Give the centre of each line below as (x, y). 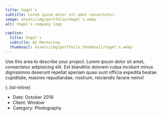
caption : (14, 33)
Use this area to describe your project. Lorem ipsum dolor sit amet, (75, 62)
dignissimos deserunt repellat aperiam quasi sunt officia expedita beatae (81, 72)
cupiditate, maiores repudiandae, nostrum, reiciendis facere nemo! (75, 77)
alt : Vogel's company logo (34, 24)
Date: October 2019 (33, 97)
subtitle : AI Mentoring (35, 43)
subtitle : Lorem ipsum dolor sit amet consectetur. (61, 15)
